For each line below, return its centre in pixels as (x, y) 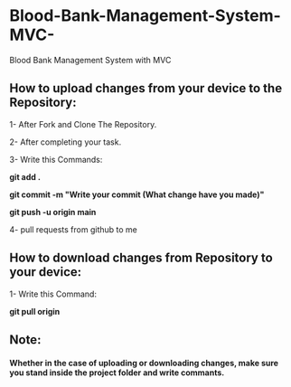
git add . (25, 176)
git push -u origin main (53, 212)
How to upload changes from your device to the (146, 88)
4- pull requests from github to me (74, 229)
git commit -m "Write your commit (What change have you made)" (137, 194)
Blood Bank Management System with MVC (90, 60)
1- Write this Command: (53, 294)
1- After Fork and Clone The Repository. (83, 124)
